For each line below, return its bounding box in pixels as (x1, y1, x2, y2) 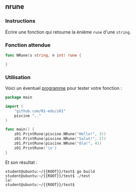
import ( (5, 104, 23, 109)
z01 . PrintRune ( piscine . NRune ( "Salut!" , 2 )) (14, 136, 106, 141)
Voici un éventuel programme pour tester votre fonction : (5, 85, 122, 91)
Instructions (5, 18, 36, 25)
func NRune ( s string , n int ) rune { (5, 53, 81, 58)
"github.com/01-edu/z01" (14, 108, 66, 113)
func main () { (5, 127, 35, 132)
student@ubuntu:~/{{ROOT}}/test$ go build (5, 169, 95, 174)
